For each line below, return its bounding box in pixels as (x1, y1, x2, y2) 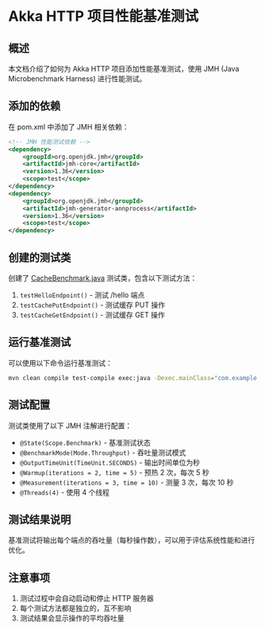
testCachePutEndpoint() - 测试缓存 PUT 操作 (19, 300, 165, 309)
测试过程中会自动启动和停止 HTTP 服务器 (19, 593, 155, 603)
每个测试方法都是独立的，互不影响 (19, 604, 132, 613)
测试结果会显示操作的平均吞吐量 (19, 613, 125, 623)
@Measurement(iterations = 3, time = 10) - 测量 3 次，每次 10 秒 (19, 477, 234, 487)
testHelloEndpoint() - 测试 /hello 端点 (19, 290, 145, 299)
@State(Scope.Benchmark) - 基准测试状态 (19, 437, 151, 447)
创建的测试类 (8, 251, 71, 264)
